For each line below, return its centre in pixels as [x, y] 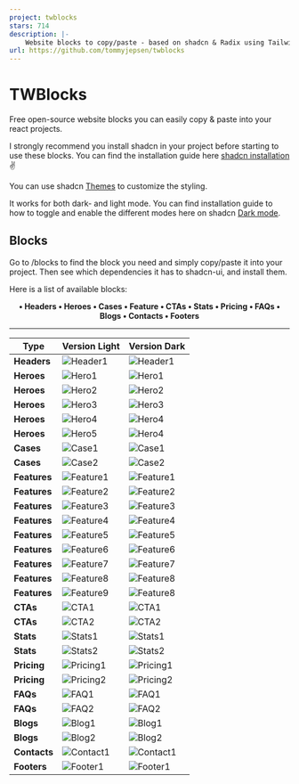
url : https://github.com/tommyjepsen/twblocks [97, 51]
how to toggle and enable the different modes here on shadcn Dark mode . [145, 213]
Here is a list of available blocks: [68, 289]
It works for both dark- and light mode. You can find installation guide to [141, 204]
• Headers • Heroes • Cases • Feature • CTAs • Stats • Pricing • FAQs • [149, 306]
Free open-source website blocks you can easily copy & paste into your [141, 119]
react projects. [36, 129]
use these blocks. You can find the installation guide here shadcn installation [149, 156]
